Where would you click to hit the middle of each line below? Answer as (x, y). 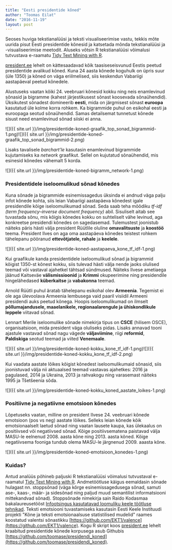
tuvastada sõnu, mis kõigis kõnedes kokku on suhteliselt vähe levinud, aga (84, 217)
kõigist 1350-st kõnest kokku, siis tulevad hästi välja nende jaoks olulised (82, 264)
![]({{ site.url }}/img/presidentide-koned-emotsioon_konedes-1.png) (77, 452)
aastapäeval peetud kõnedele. (37, 82)
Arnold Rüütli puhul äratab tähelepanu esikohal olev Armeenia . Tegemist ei (84, 290)
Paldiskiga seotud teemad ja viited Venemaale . (55, 338)
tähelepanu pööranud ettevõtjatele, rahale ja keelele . (62, 239)
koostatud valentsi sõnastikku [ (38, 520)
